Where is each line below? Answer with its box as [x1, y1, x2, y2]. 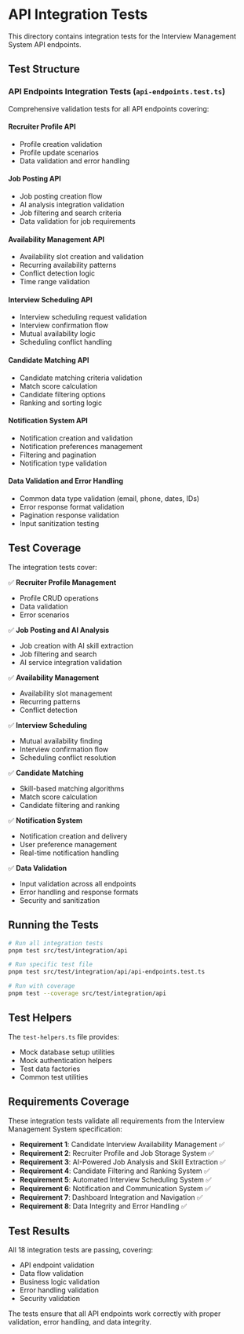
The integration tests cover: [8, 562, 97, 572]
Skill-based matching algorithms [19, 784, 125, 793]
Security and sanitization [19, 895, 100, 905]
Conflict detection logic [19, 269, 96, 278]
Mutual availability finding [19, 736, 103, 745]
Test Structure [8, 63, 81, 76]
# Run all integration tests [8, 939, 104, 947]
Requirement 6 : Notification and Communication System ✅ [19, 1183, 211, 1193]
